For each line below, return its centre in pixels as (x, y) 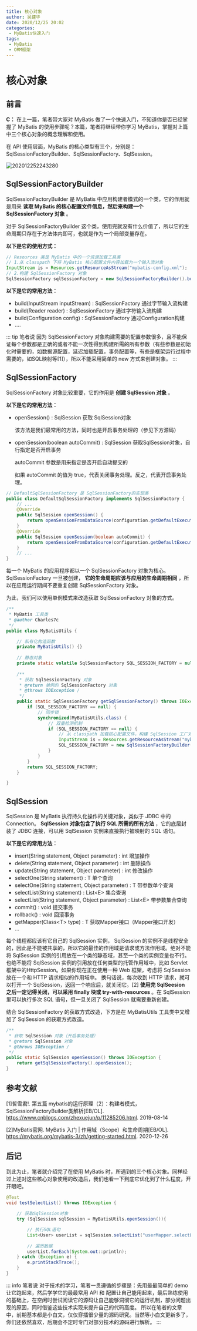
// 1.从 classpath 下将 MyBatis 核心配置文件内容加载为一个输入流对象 (85, 263)
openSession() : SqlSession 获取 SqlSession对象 (73, 417)
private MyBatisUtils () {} (50, 647)
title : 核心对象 (24, 11)
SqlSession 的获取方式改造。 (52, 1019)
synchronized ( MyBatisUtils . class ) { (82, 718)
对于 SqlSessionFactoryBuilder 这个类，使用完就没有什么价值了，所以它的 (95, 226)
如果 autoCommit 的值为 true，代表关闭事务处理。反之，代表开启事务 (98, 475)
